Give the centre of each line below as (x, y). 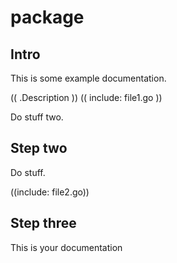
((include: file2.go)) (50, 192)
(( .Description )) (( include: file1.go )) (86, 97)
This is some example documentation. (88, 78)
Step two (39, 148)
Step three (43, 223)
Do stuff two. (37, 117)
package (47, 17)
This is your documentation (66, 247)
